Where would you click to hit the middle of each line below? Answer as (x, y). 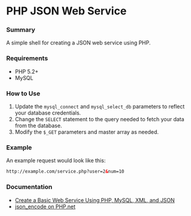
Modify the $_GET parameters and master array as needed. (87, 132)
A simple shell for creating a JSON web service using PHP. (78, 43)
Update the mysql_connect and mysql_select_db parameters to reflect (100, 107)
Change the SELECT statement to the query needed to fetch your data (99, 119)
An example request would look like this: (56, 161)
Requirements (27, 58)
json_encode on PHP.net (45, 206)
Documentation (29, 187)
